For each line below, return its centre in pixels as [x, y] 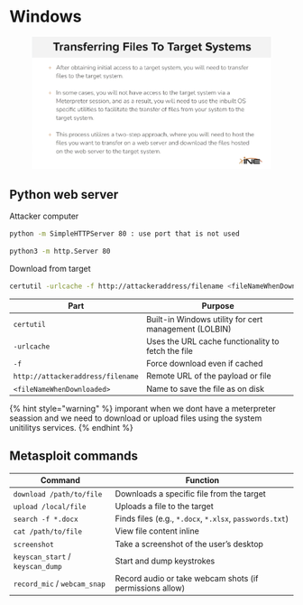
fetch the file [170, 350]
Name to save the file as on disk [205, 388]
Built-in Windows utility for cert [204, 319]
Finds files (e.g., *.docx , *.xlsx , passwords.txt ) [202, 519]
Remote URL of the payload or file [209, 376]
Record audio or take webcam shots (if [187, 579]
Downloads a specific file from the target [190, 493]
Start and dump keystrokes [165, 561]
